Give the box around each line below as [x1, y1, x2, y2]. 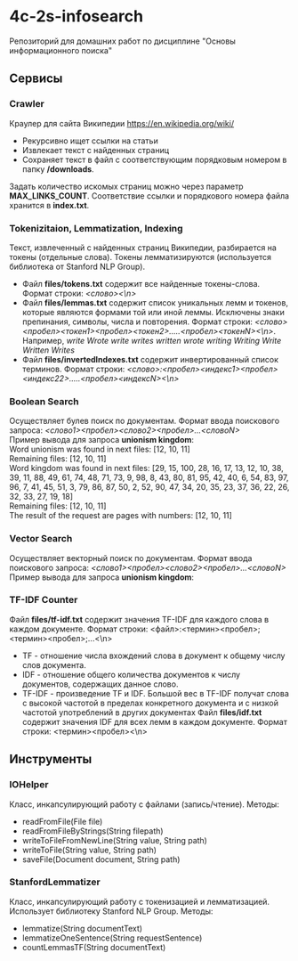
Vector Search [9, 533, 73, 545]
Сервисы [9, 71, 63, 86]
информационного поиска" [9, 45, 113, 55]
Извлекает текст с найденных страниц [21, 144, 170, 155]
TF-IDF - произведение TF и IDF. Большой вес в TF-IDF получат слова [21, 688, 289, 698]
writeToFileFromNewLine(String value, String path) [21, 835, 207, 845]
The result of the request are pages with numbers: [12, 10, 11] [9, 510, 233, 521]
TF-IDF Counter [9, 594, 78, 607]
